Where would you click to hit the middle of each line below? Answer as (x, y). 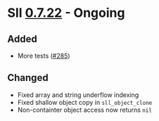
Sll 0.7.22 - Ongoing (66, 13)
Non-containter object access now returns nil (85, 110)
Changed (28, 78)
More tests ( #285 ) (44, 56)
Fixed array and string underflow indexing (78, 95)
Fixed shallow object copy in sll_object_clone (85, 102)
